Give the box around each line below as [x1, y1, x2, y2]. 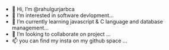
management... [11, 24, 49, 31]
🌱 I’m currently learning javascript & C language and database [11, 18, 163, 25]
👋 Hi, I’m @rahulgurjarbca [11, 6, 75, 12]
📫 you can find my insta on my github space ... [11, 37, 127, 44]
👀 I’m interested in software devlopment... [11, 12, 114, 19]
